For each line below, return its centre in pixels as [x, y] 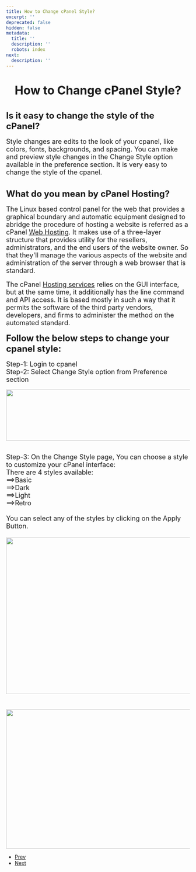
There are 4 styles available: [50, 473]
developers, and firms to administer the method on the [90, 315]
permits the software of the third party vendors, [80, 308]
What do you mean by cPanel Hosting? [88, 194]
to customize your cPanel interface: [61, 465]
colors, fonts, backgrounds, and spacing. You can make [92, 149]
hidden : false [23, 28]
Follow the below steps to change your [88, 338]
